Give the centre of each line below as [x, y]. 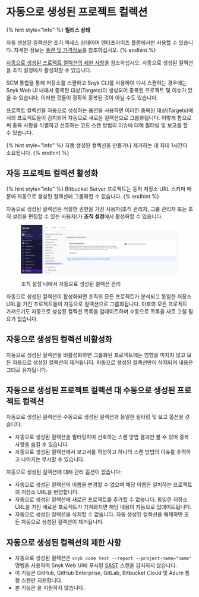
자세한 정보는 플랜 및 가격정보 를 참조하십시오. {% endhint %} [85, 50]
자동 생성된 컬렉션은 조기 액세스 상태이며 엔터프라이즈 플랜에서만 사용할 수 [92, 42]
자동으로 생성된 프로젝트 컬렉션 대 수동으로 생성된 [91, 390]
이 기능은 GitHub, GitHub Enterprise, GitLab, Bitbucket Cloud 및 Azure [99, 573]
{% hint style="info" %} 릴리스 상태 [48, 30]
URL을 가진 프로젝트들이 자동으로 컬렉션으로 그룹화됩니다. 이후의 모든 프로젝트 [97, 304]
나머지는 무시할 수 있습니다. [53, 459]
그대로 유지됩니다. [27, 369]
